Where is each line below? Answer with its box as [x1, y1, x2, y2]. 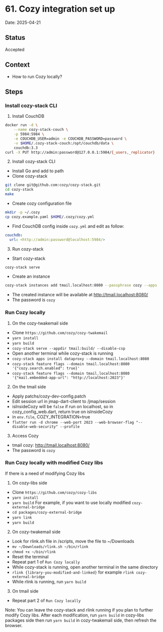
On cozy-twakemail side [12, 529, 61, 535]
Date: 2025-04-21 [5, 19, 41, 25]
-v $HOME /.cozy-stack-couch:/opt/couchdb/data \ [14, 141, 114, 145]
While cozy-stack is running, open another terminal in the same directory [12, 564, 158, 570]
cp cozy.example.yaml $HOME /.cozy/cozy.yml [5, 214, 95, 219]
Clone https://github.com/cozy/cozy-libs [12, 489, 97, 495]
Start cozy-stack [12, 255, 46, 261]
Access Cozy [12, 433, 39, 438]
